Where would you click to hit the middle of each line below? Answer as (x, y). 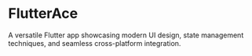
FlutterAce (43, 14)
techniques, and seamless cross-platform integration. (95, 43)
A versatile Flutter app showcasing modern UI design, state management (126, 35)
